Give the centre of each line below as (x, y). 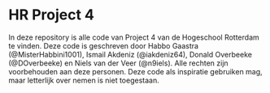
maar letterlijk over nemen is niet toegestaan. (84, 80)
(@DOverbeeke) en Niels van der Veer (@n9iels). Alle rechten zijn (119, 63)
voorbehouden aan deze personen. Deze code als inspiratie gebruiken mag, (135, 71)
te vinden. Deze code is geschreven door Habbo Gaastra (104, 45)
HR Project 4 (52, 15)
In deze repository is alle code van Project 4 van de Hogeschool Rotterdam (134, 37)
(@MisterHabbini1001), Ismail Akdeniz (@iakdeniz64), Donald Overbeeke (130, 54)
